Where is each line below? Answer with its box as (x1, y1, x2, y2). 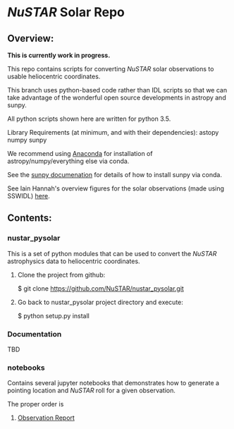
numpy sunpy (7, 135, 47, 144)
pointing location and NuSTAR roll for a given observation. (7, 386, 176, 395)
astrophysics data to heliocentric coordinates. (7, 257, 140, 265)
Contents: (7, 212, 52, 224)
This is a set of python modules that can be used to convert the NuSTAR (7, 249, 217, 258)
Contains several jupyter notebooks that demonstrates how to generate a (7, 379, 220, 387)
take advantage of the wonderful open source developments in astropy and (7, 93, 227, 102)
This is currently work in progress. (7, 51, 111, 59)
